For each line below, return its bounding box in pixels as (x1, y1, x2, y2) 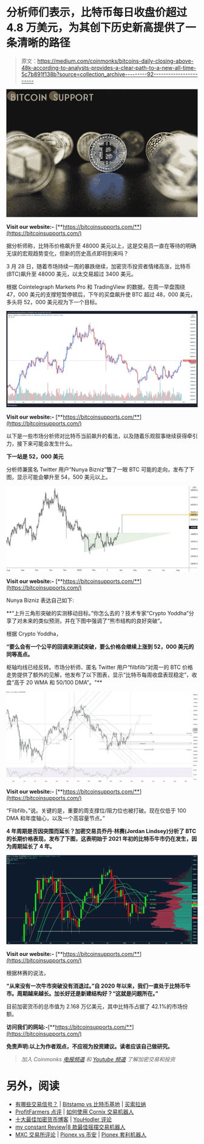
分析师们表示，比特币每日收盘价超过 (6, 5, 188, 19)
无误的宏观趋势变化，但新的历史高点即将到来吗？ (6, 250, 129, 257)
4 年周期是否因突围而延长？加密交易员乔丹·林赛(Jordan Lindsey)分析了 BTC (6, 827, 196, 834)
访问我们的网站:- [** (6, 1024, 56, 1031)
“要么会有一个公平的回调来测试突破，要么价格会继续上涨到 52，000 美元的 (6, 643, 194, 650)
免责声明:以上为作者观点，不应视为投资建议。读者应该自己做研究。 (6, 1043, 173, 1050)
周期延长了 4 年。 (11, 842, 56, 849)
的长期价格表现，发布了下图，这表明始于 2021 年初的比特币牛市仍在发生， (6, 835, 192, 842)
